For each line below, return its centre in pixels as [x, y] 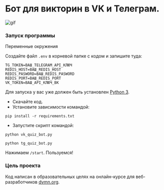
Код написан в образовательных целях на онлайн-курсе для [70, 176]
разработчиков [21, 182]
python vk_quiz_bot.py [29, 135]
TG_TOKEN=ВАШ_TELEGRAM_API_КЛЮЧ [39, 65]
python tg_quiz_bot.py [29, 143]
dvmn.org [49, 182]
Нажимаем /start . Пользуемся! [39, 152]
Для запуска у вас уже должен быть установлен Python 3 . [67, 92]
